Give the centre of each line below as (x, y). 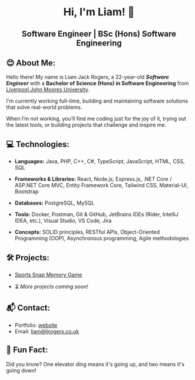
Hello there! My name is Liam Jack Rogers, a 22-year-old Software (88, 77)
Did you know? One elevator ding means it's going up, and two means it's (95, 364)
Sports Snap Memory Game (48, 275)
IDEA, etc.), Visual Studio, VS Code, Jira (63, 221)
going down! (21, 370)
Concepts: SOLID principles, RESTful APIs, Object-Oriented (87, 232)
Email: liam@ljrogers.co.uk (47, 331)
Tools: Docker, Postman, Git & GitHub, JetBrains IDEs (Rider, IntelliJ (96, 214)
